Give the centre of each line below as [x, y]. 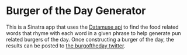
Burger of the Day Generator [76, 11]
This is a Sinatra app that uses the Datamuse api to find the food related [93, 27]
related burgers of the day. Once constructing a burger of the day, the [90, 39]
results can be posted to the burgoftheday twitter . [66, 46]
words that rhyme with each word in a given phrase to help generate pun [93, 33]
